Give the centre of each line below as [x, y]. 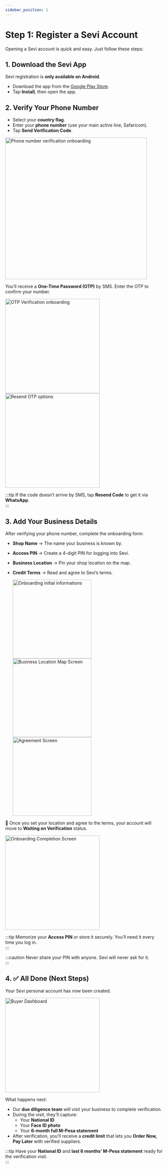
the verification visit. [26, 1156]
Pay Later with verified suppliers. [47, 1141]
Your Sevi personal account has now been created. [58, 991]
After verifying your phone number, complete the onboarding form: [74, 534]
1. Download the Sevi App [46, 64]
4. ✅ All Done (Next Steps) [47, 979]
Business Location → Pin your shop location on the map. [72, 563]
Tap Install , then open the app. [45, 92]
